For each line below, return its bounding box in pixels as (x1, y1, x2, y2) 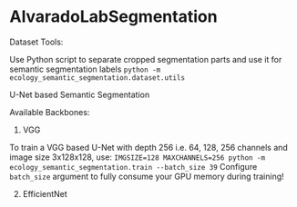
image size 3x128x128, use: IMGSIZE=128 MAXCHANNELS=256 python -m (9, 152, 266, 163)
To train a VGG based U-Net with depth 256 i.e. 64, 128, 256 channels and (9, 142, 289, 153)
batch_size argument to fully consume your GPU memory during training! (9, 171, 284, 182)
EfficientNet (22, 188, 68, 199)
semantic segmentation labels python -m (9, 64, 161, 74)
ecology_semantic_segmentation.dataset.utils (9, 73, 185, 83)
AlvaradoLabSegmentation (9, 6, 218, 27)
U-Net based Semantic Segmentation (9, 89, 150, 100)
